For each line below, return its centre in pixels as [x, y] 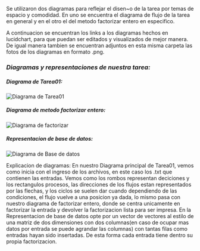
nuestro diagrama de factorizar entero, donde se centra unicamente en [93, 203]
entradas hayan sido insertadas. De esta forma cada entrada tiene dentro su [100, 235]
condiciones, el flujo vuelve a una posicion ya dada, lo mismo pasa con [93, 197]
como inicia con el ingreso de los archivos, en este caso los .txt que [89, 172]
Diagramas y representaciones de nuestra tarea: [78, 67]
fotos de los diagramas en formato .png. [55, 52]
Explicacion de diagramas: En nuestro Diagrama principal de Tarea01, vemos [100, 165]
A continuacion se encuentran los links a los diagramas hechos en [87, 33]
